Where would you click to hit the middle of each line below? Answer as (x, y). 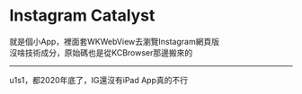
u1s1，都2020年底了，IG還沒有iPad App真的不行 (99, 80)
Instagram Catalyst (82, 16)
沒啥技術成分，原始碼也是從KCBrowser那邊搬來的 (101, 52)
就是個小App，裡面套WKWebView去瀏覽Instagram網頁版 (115, 41)
